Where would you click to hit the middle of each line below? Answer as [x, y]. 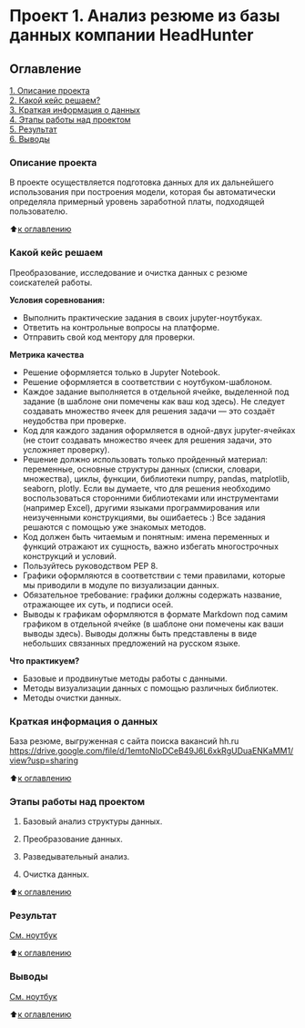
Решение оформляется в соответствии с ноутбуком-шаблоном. [147, 382]
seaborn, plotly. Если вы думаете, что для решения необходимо [147, 488]
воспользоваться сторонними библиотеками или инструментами [151, 498]
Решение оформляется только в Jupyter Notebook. [121, 372]
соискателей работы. [51, 282]
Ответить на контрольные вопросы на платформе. [121, 327]
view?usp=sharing [44, 760]
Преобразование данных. [72, 840]
